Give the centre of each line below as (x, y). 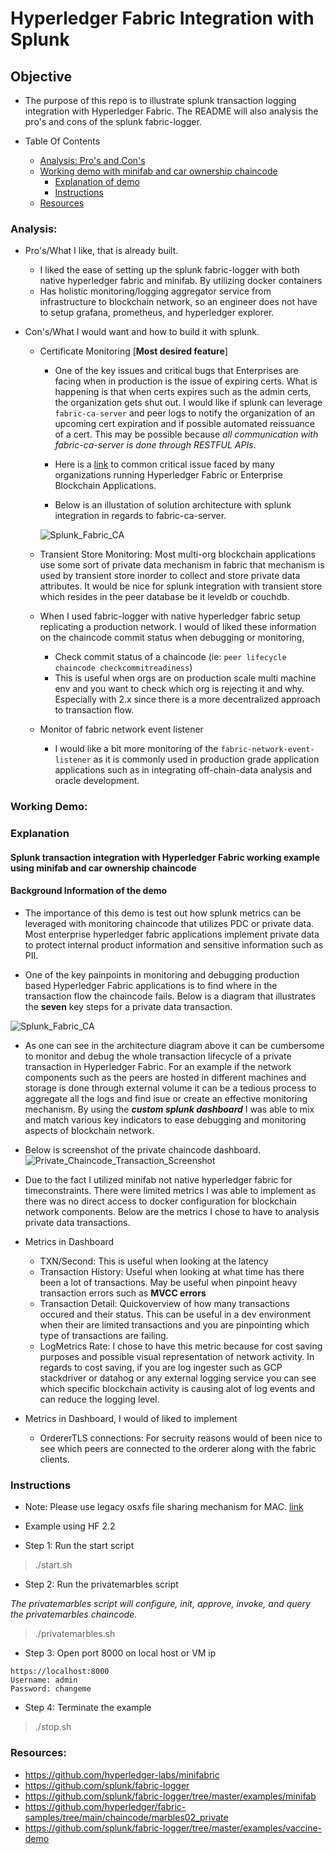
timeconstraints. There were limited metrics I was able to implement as (170, 1190)
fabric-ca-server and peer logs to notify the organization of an (185, 413)
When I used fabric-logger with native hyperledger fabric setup (170, 616)
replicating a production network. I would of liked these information (178, 627)
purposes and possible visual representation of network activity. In (177, 1356)
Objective (41, 76)
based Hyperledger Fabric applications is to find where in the (151, 985)
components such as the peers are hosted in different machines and (165, 1077)
